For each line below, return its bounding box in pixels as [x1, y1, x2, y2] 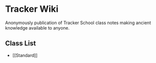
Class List [5, 39, 36, 48]
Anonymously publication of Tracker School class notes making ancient [5, 20, 151, 26]
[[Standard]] [12, 52, 38, 58]
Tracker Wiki [5, 3, 58, 15]
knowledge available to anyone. [5, 25, 70, 31]
